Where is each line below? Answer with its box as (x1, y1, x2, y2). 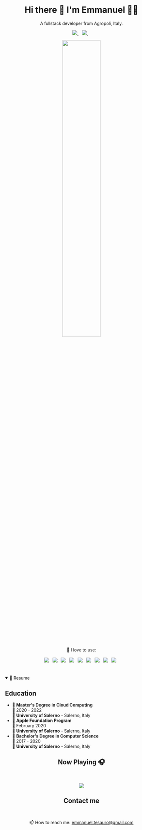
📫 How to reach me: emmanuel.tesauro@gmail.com (29, 819, 134, 825)
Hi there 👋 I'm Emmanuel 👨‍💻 (24, 4, 139, 16)
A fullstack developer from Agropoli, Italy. (40, 20, 123, 26)
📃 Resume (9, 675, 30, 681)
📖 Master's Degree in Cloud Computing (12, 702, 93, 708)
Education (5, 689, 37, 698)
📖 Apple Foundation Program (12, 718, 72, 723)
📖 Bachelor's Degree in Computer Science (12, 733, 99, 739)
